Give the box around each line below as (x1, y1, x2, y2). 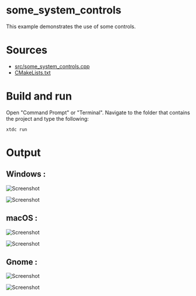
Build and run (6, 90, 72, 103)
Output (6, 146, 41, 159)
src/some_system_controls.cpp (14, 63, 90, 70)
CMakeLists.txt (14, 69, 51, 76)
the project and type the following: (6, 115, 89, 122)
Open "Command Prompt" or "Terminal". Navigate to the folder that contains (6, 109, 190, 116)
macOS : (6, 213, 38, 223)
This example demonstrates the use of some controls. (6, 23, 136, 30)
